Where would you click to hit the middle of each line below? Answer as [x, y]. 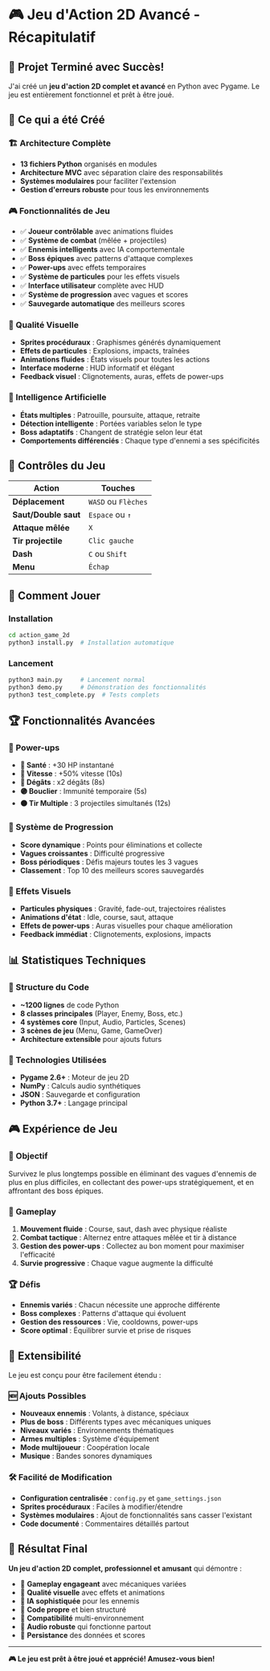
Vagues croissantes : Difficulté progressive [92, 853]
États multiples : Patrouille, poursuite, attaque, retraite [110, 415]
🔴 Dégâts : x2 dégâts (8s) [62, 782]
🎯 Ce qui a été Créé [57, 120]
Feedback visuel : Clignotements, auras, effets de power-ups [122, 377]
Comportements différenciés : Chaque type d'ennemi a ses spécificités [139, 440]
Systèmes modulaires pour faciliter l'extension [98, 181]
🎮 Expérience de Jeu [63, 1129]
